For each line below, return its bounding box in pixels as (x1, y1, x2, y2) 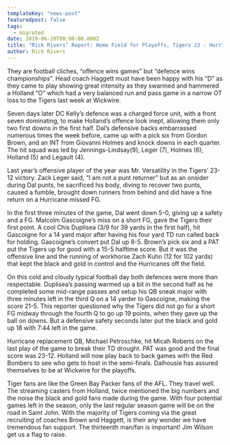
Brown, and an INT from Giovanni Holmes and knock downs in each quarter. (7, 138, 221, 147)
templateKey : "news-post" (7, 10, 81, 17)
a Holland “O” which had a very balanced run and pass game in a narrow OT (7, 88, 222, 97)
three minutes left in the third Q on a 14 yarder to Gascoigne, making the (7, 294, 211, 303)
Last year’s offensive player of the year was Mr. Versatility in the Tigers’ (7, 166, 209, 175)
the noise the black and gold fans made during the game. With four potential (7, 394, 222, 402)
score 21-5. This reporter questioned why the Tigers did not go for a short (7, 302, 216, 310)
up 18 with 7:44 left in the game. (7, 323, 98, 332)
